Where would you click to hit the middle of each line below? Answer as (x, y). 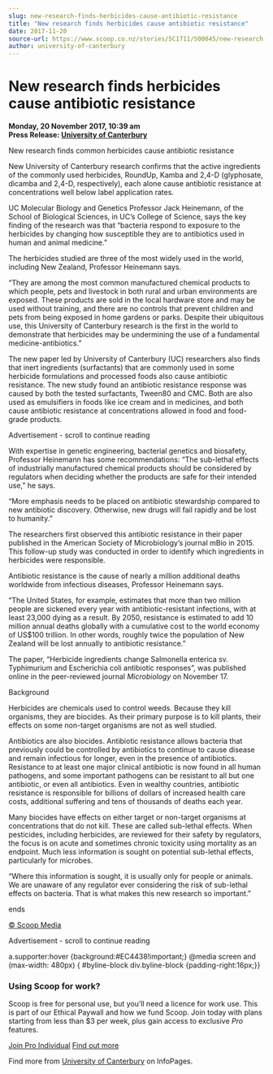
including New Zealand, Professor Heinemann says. (95, 267)
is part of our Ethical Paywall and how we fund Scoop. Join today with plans (135, 1012)
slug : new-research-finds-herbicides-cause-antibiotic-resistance (123, 16)
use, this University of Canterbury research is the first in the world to (123, 326)
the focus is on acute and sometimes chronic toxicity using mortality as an (133, 843)
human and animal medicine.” (58, 243)
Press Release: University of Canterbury (78, 135)
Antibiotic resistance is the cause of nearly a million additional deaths (124, 576)
